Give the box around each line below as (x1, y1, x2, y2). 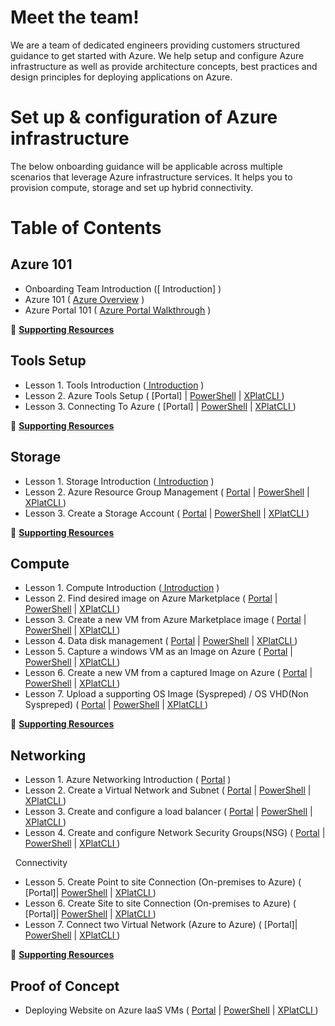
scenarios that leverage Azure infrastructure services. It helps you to (10, 171, 293, 183)
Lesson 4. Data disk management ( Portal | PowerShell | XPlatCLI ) (24, 635, 298, 647)
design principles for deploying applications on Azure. (10, 71, 233, 83)
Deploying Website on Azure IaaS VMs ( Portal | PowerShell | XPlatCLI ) (24, 1004, 319, 1016)
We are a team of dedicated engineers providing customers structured (10, 39, 301, 51)
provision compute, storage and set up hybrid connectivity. (10, 181, 254, 193)
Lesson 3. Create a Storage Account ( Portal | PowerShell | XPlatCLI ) (24, 507, 310, 519)
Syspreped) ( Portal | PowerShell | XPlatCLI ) (24, 699, 209, 711)
